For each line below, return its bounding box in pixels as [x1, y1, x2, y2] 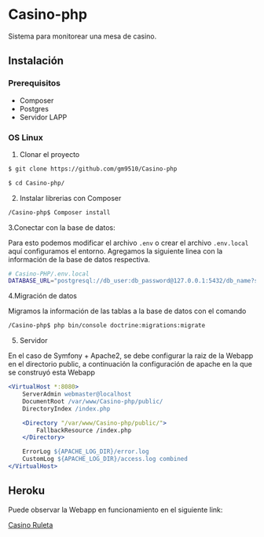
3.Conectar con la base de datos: [8, 222, 115, 232]
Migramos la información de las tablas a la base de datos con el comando [8, 306, 247, 316]
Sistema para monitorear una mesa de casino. [8, 31, 157, 41]
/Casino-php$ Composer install [8, 208, 111, 217]
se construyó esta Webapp [8, 367, 96, 378]
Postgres [19, 104, 49, 113]
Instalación [8, 54, 64, 68]
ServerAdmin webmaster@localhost [22, 390, 132, 398]
